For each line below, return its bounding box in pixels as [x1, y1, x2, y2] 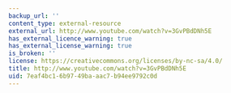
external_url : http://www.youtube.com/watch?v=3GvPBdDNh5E [8, 27, 212, 35]
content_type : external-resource [8, 19, 122, 27]
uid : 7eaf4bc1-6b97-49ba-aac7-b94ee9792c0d [8, 72, 158, 80]
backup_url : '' [8, 11, 60, 20]
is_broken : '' [8, 49, 57, 57]
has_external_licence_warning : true [8, 34, 132, 43]
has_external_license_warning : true [8, 42, 132, 50]
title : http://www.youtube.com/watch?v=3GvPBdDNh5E [8, 65, 186, 73]
